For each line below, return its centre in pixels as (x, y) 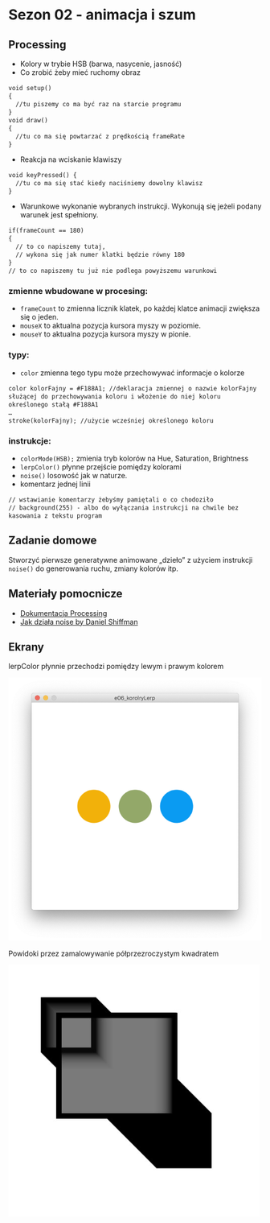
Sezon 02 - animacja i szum (102, 15)
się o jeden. (39, 317)
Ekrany (26, 647)
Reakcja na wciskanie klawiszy (71, 159)
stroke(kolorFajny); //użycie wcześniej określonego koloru (111, 420)
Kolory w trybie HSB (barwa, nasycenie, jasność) (101, 64)
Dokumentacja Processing (63, 613)
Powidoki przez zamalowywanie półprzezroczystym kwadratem (114, 953)
